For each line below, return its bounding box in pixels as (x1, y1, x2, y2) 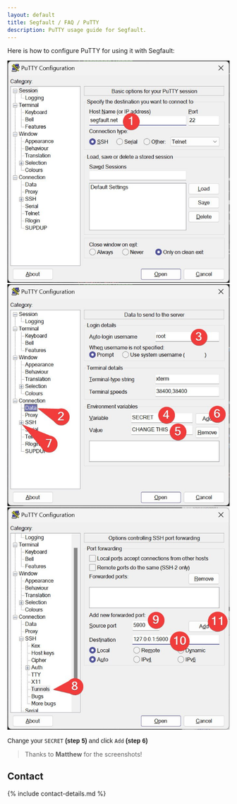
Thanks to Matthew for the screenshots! (24, 750, 142, 758)
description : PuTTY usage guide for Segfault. (7, 26, 147, 33)
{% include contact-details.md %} (7, 789, 107, 798)
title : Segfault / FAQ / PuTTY (7, 18, 99, 26)
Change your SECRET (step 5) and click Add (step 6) (7, 736, 148, 745)
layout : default (7, 11, 55, 18)
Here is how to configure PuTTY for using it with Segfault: (7, 47, 175, 55)
